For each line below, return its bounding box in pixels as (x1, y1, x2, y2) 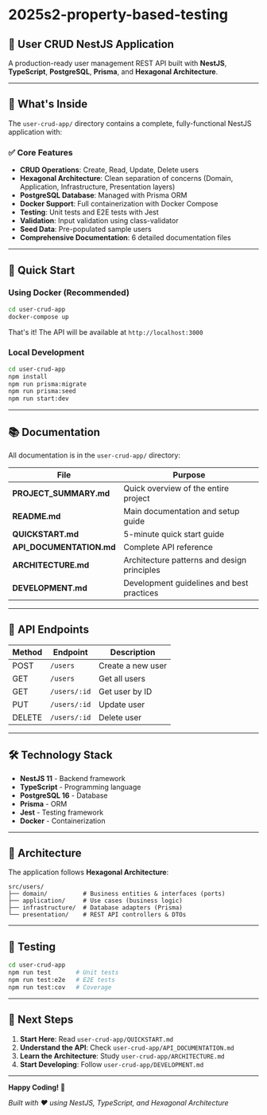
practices (122, 587, 159, 599)
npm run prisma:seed (8, 387, 77, 395)
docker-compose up (8, 312, 69, 320)
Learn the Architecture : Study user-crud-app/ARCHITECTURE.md (19, 1050, 225, 1061)
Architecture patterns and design (122, 555, 247, 566)
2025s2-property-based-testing (8, 6, 229, 24)
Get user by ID (99, 685, 153, 697)
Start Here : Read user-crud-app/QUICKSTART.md (19, 1034, 173, 1043)
